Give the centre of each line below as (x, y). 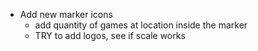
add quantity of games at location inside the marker (141, 25)
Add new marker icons (66, 14)
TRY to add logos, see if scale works (110, 35)
